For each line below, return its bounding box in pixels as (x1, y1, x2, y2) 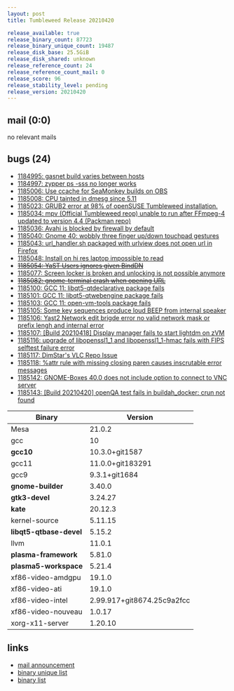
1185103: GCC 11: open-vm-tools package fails (17, 298, 151, 307)
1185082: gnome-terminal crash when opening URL (17, 276, 166, 284)
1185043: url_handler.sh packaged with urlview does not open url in (17, 239, 212, 247)
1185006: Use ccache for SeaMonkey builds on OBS (17, 187, 168, 195)
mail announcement (17, 661, 75, 669)
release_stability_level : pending (7, 81, 109, 88)
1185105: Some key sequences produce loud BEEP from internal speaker (17, 306, 226, 315)
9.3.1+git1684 (89, 470, 139, 480)
